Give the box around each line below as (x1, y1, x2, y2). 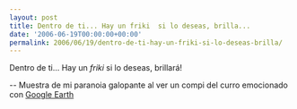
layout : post (9, 13, 58, 22)
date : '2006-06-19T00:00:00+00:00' (9, 29, 143, 38)
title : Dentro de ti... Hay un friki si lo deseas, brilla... (9, 21, 251, 30)
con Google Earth (9, 89, 74, 100)
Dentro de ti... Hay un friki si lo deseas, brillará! (9, 63, 182, 73)
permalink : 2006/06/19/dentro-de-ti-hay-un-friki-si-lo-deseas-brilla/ (9, 38, 283, 47)
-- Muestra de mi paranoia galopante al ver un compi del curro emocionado (9, 80, 289, 90)
